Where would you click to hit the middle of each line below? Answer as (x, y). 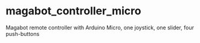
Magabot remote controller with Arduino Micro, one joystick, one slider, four (100, 27)
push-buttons (23, 33)
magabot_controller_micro (73, 11)
